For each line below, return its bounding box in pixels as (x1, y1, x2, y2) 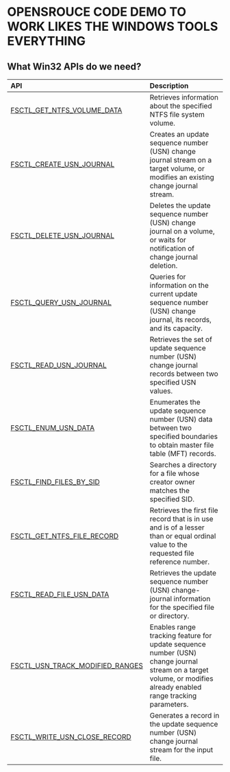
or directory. (149, 611, 190, 620)
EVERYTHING (7, 34, 86, 49)
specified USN (149, 378, 196, 387)
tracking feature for (149, 631, 212, 640)
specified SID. (149, 495, 195, 503)
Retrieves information (149, 93, 219, 102)
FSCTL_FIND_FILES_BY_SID (10, 477, 101, 486)
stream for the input (149, 745, 214, 754)
